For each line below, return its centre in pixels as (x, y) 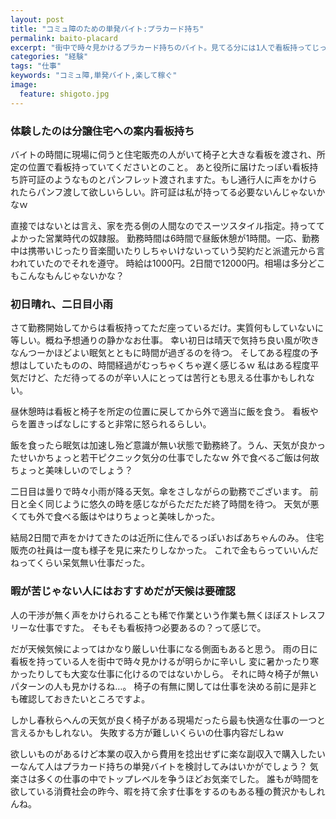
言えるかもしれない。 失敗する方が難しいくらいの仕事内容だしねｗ (147, 732)
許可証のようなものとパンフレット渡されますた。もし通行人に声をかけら (168, 179)
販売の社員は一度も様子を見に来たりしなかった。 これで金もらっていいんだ (164, 550)
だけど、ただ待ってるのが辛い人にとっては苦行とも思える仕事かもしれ (162, 378)
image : (24, 85)
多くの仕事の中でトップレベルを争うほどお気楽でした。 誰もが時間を (178, 778)
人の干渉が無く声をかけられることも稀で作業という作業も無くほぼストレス (163, 615)
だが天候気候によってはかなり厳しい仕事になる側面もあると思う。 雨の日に (164, 648)
